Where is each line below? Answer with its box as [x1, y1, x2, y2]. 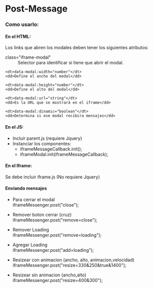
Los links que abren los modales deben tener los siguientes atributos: [5, 45, 149, 51]
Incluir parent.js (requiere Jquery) [12, 135, 82, 141]
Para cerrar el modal [12, 197, 55, 203]
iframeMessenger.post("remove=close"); [12, 217, 98, 223]
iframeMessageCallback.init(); [20, 146, 83, 152]
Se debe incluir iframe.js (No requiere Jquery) [5, 174, 100, 180]
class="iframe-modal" [5, 54, 51, 60]
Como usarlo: [5, 21, 39, 28]
